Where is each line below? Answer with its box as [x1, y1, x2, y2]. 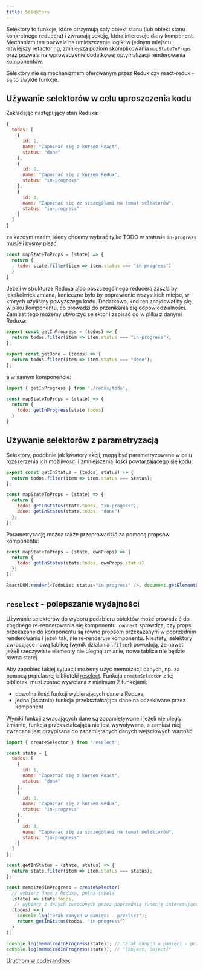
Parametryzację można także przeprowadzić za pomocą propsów [6, 530, 170, 538]
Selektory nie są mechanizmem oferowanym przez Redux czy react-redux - [6, 69, 195, 76]
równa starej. [6, 653, 39, 661]
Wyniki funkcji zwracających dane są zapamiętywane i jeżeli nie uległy [6, 714, 182, 722]
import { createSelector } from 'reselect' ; [6, 739, 120, 745]
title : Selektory [6, 8, 50, 15]
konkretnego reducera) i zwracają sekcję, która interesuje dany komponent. [6, 31, 195, 39]
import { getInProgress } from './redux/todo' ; [6, 385, 129, 391]
